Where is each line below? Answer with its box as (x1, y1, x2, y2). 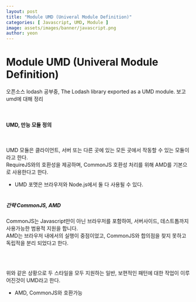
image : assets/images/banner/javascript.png (6, 25, 116, 31)
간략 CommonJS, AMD (6, 201, 61, 208)
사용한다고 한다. (12, 169, 49, 176)
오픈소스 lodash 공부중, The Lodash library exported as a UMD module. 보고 (6, 88, 186, 95)
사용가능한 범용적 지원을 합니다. (6, 225, 78, 232)
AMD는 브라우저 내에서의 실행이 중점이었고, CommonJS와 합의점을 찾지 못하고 (6, 232, 187, 239)
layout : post (6, 8, 38, 15)
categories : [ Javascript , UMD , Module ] (6, 19, 109, 25)
